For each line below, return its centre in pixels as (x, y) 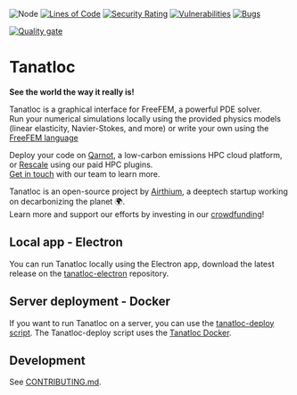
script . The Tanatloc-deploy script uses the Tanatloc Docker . (120, 332)
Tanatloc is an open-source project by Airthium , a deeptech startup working (148, 191)
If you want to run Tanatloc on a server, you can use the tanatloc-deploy (142, 323)
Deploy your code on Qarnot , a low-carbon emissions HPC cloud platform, (146, 155)
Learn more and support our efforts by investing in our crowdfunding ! (137, 214)
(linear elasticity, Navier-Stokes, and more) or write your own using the (139, 128)
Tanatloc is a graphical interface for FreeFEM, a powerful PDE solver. (136, 109)
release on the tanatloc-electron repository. (89, 273)
